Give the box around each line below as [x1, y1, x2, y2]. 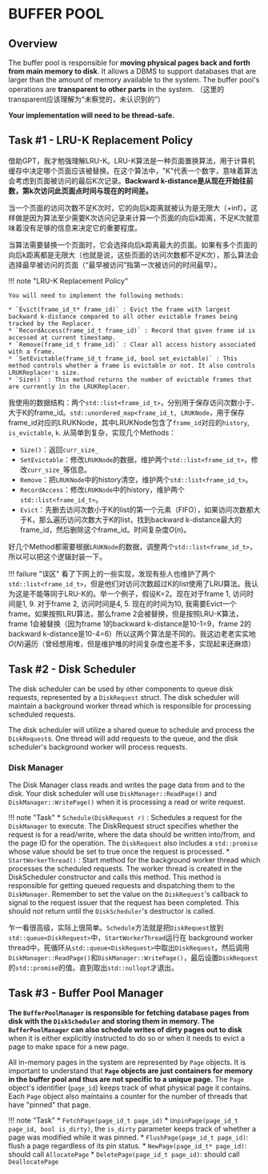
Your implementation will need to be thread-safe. [8, 111, 175, 120]
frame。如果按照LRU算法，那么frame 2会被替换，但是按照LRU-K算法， [8, 609, 243, 618]
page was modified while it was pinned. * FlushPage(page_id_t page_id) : [8, 1132, 249, 1142]
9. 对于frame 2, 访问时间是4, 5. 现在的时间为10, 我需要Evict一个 [29, 598, 237, 609]
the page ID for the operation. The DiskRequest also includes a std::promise [8, 838, 258, 847]
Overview [8, 37, 58, 50]
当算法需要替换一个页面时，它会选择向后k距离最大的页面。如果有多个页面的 [8, 239, 258, 249]
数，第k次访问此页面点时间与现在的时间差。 [8, 186, 154, 195]
